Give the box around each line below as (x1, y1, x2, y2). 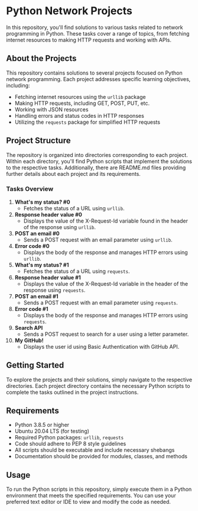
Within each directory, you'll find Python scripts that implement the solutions (6, 158, 192, 165)
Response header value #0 (14, 211, 83, 218)
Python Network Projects (6, 4, 133, 18)
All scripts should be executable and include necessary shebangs (14, 446, 175, 454)
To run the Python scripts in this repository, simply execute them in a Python (6, 486, 192, 493)
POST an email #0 (14, 230, 60, 237)
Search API (14, 324, 43, 331)
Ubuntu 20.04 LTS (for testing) (14, 428, 90, 435)
